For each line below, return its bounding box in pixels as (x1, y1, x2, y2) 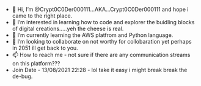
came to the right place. (12, 12, 73, 19)
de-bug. (12, 73, 33, 80)
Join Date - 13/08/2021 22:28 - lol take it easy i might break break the (12, 67, 188, 73)
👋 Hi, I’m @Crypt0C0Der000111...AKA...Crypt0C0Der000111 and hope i (12, 6, 189, 13)
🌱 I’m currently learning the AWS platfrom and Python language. (12, 31, 174, 39)
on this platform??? (12, 60, 60, 67)
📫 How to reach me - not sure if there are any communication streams (12, 51, 191, 58)
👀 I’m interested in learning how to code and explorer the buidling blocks (12, 19, 195, 25)
